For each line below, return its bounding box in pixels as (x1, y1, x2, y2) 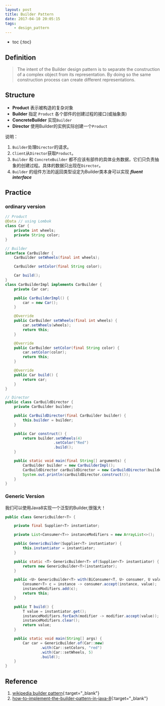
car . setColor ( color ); (23, 350, 67, 355)
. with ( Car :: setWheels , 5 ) (40, 650, 93, 655)
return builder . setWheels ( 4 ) (23, 436, 82, 441)
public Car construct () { (14, 431, 67, 436)
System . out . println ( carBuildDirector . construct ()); (23, 472, 131, 477)
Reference (5, 677, 38, 685)
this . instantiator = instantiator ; (23, 546, 96, 551)
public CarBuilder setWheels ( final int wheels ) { (14, 318, 118, 323)
